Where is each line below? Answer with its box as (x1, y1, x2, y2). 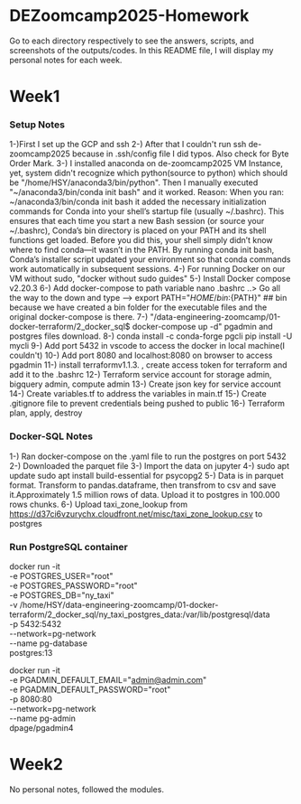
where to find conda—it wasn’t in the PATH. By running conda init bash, (9, 245, 275, 256)
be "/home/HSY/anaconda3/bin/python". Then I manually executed (9, 177, 259, 188)
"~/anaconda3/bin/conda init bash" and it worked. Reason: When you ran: (9, 187, 284, 198)
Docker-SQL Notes (9, 430, 93, 443)
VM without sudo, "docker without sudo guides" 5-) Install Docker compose (9, 273, 291, 285)
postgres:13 (9, 648, 53, 659)
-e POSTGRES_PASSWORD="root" (9, 580, 138, 592)
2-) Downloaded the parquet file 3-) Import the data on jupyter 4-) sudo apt (9, 460, 290, 471)
